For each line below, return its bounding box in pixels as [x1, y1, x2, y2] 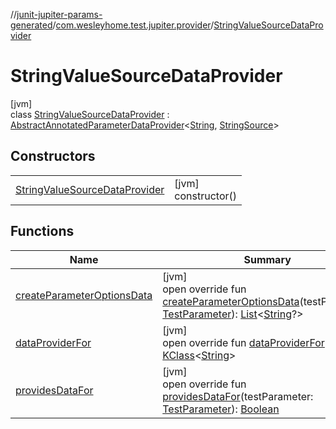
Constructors [10, 148, 96, 165]
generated [10, 19, 53, 31]
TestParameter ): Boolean [162, 402, 280, 416]
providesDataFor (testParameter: [162, 389, 314, 403]
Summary [243, 252, 292, 266]
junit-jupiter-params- [16, 9, 103, 20]
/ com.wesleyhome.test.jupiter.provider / [52, 19, 215, 31]
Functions [10, 223, 75, 240]
